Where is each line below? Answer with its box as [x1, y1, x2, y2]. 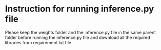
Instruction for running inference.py [5, 3, 154, 14]
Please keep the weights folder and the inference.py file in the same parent [5, 29, 156, 35]
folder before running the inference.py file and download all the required [5, 35, 150, 40]
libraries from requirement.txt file [5, 39, 72, 45]
